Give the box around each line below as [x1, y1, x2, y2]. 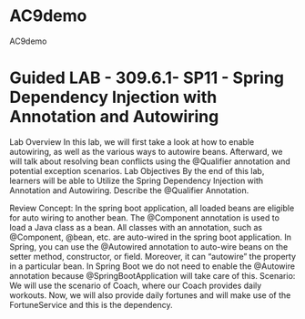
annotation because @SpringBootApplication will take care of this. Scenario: [9, 270, 296, 281]
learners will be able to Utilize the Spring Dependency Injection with [9, 175, 264, 186]
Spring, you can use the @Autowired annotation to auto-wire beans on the [9, 241, 289, 252]
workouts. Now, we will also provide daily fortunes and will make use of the [9, 289, 291, 301]
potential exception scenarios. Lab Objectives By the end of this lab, [9, 165, 265, 176]
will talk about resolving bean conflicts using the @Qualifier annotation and [9, 156, 291, 167]
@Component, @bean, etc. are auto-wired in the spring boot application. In [9, 232, 292, 242]
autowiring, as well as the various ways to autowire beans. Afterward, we [9, 146, 283, 157]
